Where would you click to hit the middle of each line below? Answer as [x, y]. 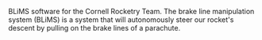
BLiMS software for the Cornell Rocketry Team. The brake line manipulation [131, 11]
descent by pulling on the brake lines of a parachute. [94, 28]
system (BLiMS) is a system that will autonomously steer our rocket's [121, 20]
